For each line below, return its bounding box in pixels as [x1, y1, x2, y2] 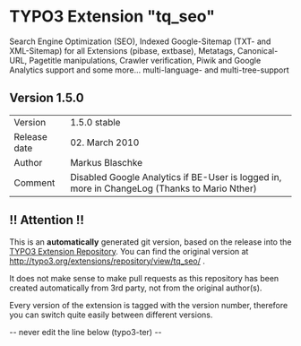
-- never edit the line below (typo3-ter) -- [9, 326, 163, 337]
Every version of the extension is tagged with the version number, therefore [9, 299, 288, 310]
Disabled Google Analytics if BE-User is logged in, [70, 170, 282, 183]
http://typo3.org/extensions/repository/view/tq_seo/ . [9, 255, 206, 266]
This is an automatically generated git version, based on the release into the [9, 236, 292, 247]
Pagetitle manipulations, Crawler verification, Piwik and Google [29, 55, 262, 65]
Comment [13, 177, 56, 189]
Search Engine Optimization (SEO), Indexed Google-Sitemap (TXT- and [9, 36, 271, 47]
